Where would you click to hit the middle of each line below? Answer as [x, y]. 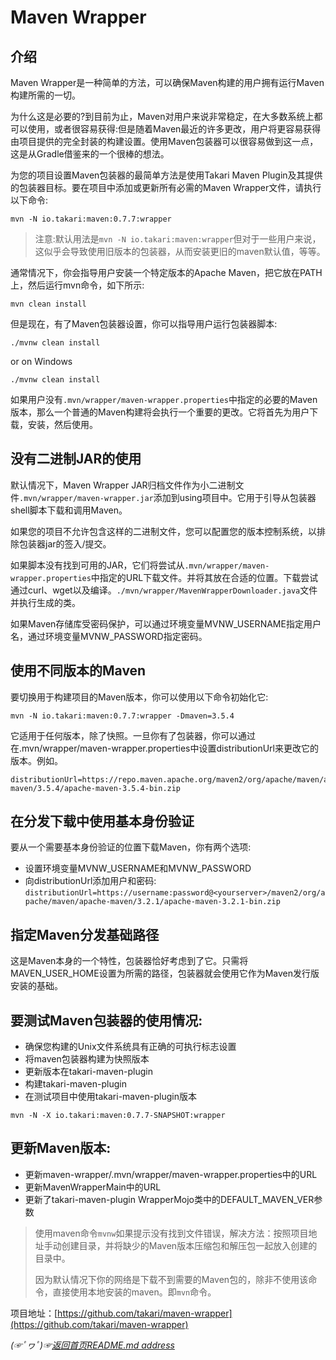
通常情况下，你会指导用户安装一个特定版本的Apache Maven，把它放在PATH [166, 272]
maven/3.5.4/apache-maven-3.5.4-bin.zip [96, 788]
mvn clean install [48, 304]
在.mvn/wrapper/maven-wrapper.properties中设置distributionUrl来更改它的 [164, 748]
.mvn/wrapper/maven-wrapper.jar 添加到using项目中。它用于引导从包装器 [168, 497]
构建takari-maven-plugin [75, 1084]
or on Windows [41, 361]
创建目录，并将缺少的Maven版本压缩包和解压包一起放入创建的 [189, 1245]
